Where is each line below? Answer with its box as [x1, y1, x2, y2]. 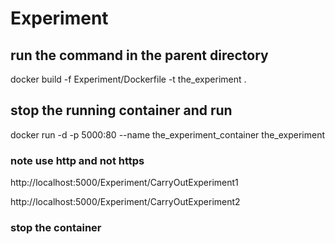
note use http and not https [10, 153, 145, 167]
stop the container [10, 221, 102, 235]
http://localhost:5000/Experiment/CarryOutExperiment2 [10, 196, 241, 208]
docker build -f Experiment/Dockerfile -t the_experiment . [10, 73, 247, 85]
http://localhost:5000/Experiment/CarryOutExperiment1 [10, 177, 239, 189]
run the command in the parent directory [10, 47, 269, 64]
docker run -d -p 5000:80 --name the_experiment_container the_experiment [10, 128, 326, 141]
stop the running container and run [10, 102, 233, 119]
